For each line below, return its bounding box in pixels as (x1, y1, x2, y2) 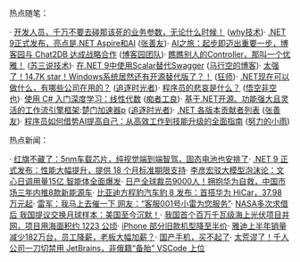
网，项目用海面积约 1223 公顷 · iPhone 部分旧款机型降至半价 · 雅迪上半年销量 (9, 221, 287, 231)
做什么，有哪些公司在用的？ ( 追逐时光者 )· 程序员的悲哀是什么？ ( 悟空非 (9, 83, 270, 93)
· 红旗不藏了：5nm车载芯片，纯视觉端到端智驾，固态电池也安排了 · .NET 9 (9, 154, 279, 164)
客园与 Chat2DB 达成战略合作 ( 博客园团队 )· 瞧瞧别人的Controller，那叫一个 (9, 49, 283, 60)
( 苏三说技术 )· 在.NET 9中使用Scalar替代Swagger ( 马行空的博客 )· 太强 (26, 61, 279, 70)
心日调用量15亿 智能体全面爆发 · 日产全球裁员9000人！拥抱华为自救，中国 (9, 176, 279, 186)
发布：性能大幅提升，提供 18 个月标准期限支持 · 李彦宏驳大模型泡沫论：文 (16, 165, 285, 176)
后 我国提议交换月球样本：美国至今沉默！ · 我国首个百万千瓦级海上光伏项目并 (9, 209, 290, 220)
